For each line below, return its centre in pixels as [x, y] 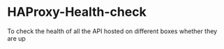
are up [16, 38]
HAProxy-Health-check [77, 12]
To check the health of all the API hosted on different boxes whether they [112, 31]
